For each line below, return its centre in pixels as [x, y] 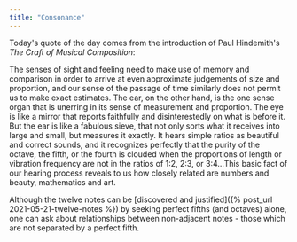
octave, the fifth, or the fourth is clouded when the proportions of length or [145, 154]
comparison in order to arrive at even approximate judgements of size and [145, 78]
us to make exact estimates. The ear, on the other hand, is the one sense [142, 98]
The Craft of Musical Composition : [72, 52]
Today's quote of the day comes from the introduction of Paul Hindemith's [145, 43]
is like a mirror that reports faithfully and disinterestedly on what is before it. [148, 116]
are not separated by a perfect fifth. [74, 228]
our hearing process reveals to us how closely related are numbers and [139, 173]
